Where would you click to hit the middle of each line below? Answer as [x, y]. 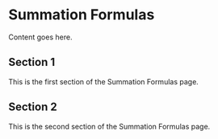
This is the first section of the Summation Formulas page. [104, 81]
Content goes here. [40, 37]
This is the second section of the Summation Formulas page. [109, 126]
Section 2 [33, 107]
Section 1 [31, 62]
